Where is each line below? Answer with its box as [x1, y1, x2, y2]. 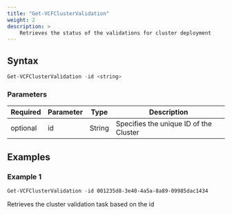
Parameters [7, 89, 47, 99]
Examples [7, 151, 50, 163]
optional [10, 124, 37, 133]
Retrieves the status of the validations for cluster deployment [19, 29, 212, 37]
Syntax [7, 55, 39, 66]
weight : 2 [7, 17, 36, 23]
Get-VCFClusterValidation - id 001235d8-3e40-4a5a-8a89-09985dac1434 [7, 187, 209, 194]
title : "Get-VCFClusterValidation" [7, 10, 110, 17]
